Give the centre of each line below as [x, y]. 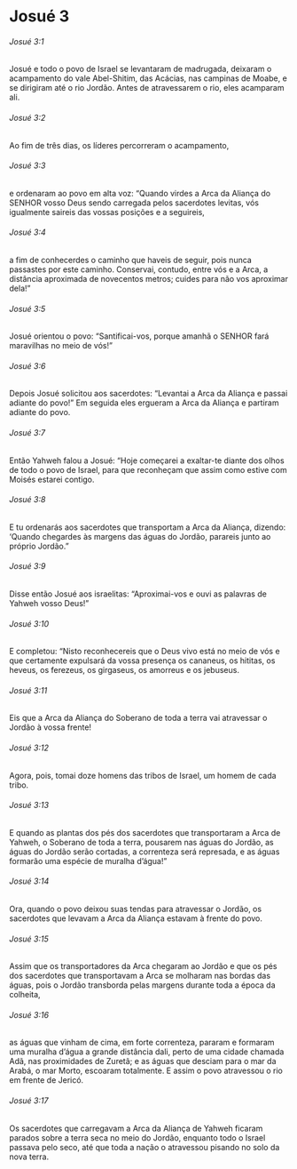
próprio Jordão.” [39, 546]
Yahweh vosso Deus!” [49, 604]
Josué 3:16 [29, 1014]
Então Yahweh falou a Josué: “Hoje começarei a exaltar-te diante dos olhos [147, 460]
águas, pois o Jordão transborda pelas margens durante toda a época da [143, 985]
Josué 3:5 [27, 308]
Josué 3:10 [29, 623]
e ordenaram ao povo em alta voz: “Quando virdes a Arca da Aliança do [140, 193]
